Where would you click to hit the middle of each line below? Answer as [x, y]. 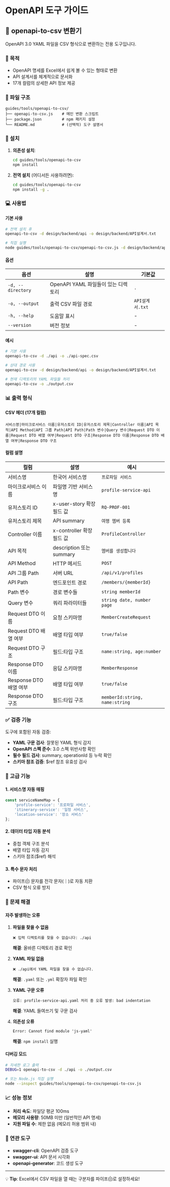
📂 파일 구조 [18, 98]
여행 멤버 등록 [116, 521]
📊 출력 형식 [19, 398]
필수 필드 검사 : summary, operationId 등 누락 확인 [62, 755]
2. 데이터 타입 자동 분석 [28, 831]
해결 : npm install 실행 [35, 1041]
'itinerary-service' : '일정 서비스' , [51, 810]
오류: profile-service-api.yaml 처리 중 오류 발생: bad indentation [81, 1001]
